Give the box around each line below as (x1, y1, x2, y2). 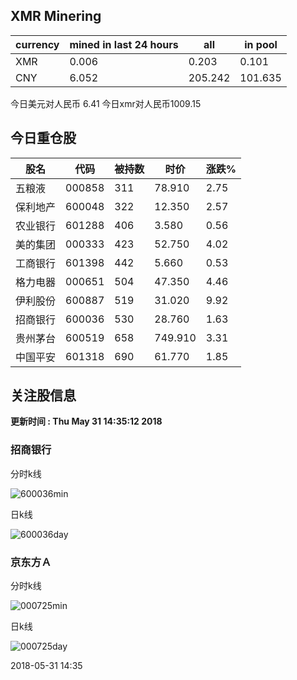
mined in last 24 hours (69, 37, 179, 51)
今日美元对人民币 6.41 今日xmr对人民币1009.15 (10, 97, 202, 109)
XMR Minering (10, 8, 102, 25)
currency (15, 37, 60, 51)
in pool (244, 37, 278, 51)
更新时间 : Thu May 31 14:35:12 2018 (10, 415, 163, 428)
